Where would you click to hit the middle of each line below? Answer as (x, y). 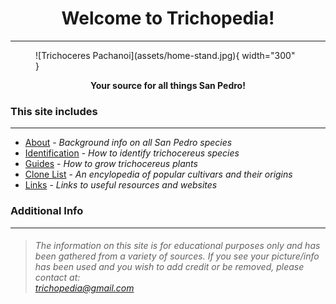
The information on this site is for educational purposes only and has (177, 246)
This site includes (54, 111)
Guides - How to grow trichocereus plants (111, 164)
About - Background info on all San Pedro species (128, 143)
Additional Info (47, 211)
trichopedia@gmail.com (84, 288)
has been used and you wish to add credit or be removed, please (169, 267)
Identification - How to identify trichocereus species (132, 153)
